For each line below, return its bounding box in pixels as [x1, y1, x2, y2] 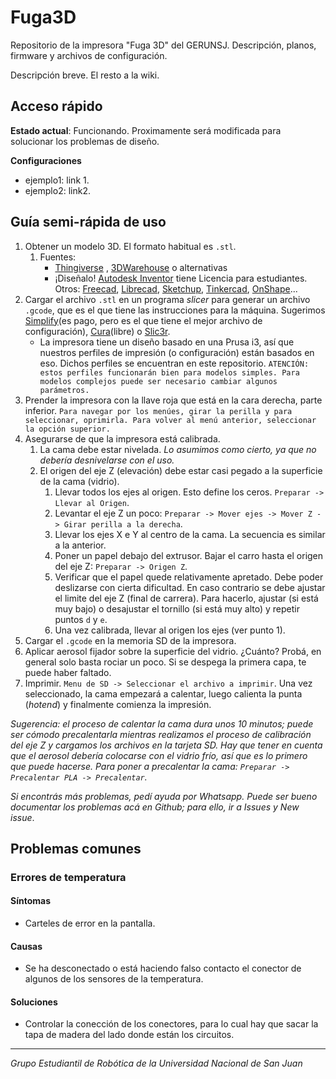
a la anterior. [54, 539, 107, 551]
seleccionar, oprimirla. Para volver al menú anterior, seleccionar [24, 415, 317, 425]
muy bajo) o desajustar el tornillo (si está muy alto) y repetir [54, 602, 301, 615]
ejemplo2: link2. [24, 184, 91, 196]
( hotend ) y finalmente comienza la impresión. [24, 698, 212, 710]
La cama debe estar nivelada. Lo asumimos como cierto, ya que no [39, 443, 317, 455]
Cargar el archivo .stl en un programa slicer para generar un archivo [24, 293, 311, 305]
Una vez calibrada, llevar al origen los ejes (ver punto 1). [54, 624, 286, 636]
